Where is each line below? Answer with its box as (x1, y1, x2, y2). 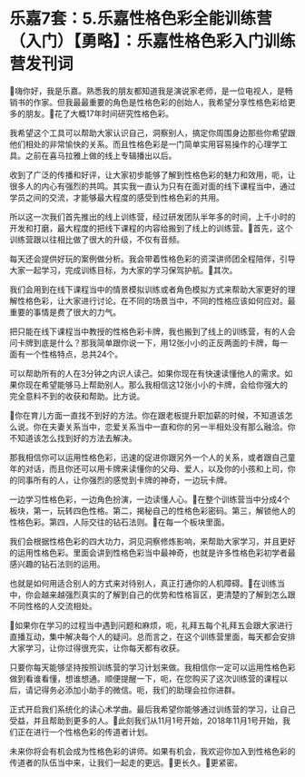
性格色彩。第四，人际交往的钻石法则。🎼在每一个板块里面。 (9, 516, 230, 527)
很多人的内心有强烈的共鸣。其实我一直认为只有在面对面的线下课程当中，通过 (9, 181, 296, 192)
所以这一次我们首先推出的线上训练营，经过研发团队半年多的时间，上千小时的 (9, 211, 296, 222)
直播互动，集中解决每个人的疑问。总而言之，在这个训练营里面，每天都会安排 (9, 631, 296, 642)
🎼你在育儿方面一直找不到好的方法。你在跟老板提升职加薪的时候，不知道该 (9, 409, 286, 420)
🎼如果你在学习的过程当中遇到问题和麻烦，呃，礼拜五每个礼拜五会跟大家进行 (9, 619, 293, 631)
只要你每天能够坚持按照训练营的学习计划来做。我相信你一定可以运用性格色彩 (9, 662, 296, 673)
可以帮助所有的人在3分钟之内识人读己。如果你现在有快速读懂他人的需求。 (9, 368, 285, 379)
